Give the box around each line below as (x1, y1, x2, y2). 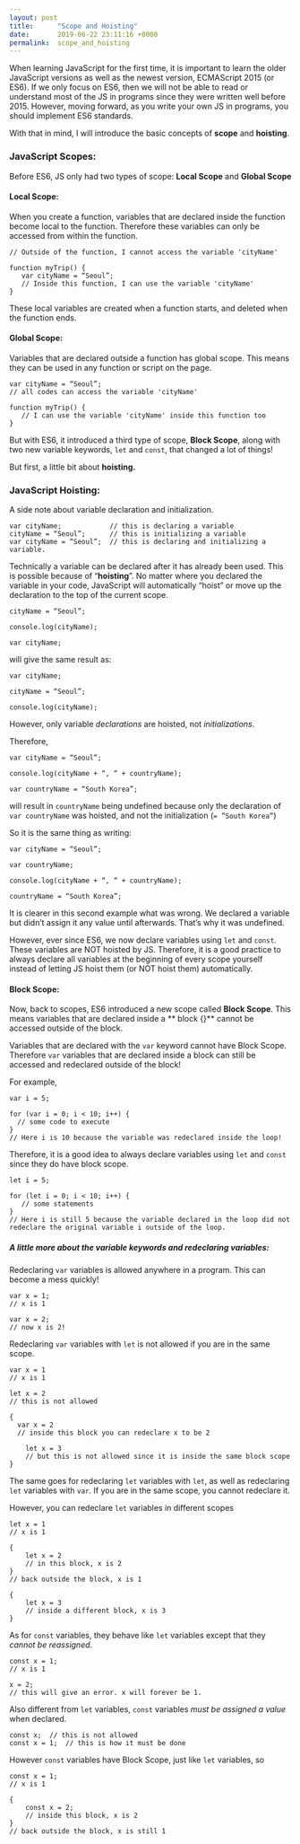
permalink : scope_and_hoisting (9, 38, 130, 48)
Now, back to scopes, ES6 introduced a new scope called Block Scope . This (9, 1004, 291, 1014)
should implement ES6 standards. (9, 110, 133, 121)
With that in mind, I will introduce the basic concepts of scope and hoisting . (9, 127, 290, 139)
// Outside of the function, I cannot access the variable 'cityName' (9, 248, 279, 257)
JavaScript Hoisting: (9, 484, 100, 496)
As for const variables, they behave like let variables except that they (9, 1630, 266, 1641)
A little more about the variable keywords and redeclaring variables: (9, 1243, 270, 1253)
